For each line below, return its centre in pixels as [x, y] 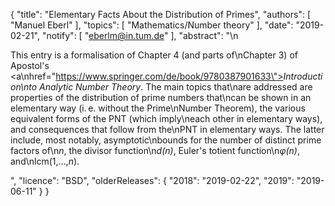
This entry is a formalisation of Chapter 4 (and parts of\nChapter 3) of [154, 55]
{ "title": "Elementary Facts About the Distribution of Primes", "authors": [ [161, 14]
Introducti [303, 76]
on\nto [24, 87]
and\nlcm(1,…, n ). [45, 161]
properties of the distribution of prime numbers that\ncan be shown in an [161, 97]
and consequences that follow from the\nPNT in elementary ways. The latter [167, 129]
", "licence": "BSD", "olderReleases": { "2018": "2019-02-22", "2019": [152, 180]
